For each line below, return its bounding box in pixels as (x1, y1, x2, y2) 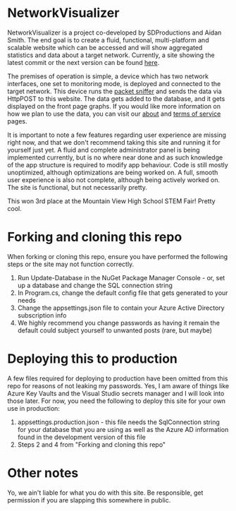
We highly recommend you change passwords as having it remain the (17, 318, 221, 327)
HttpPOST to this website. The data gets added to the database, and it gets (7, 94, 225, 103)
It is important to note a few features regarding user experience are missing (7, 131, 227, 139)
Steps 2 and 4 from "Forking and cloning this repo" (17, 440, 166, 449)
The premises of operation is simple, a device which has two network (7, 72, 209, 80)
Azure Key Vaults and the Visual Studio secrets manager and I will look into (7, 389, 225, 397)
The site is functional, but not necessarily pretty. (7, 183, 148, 191)
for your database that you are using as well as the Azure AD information (17, 425, 229, 433)
